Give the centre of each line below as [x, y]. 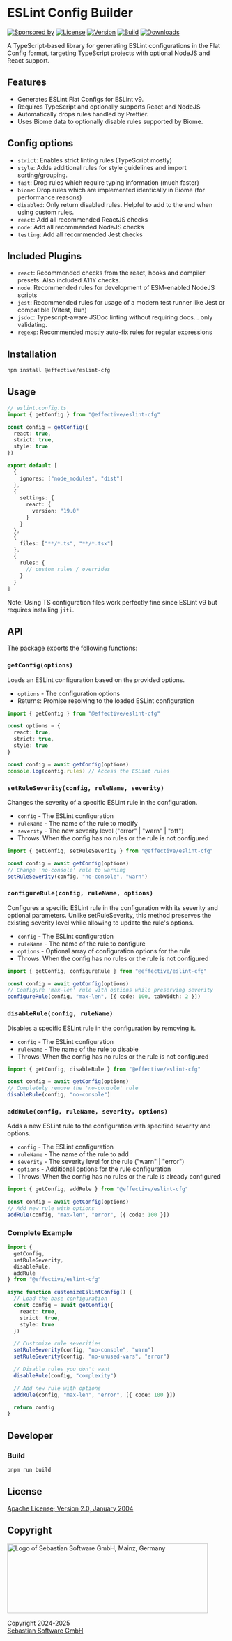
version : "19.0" [56, 511]
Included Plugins [45, 256]
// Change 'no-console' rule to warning [67, 870]
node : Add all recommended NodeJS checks [80, 227]
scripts [27, 295]
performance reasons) [49, 197]
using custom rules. [46, 212]
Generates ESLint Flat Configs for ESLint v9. [80, 99]
